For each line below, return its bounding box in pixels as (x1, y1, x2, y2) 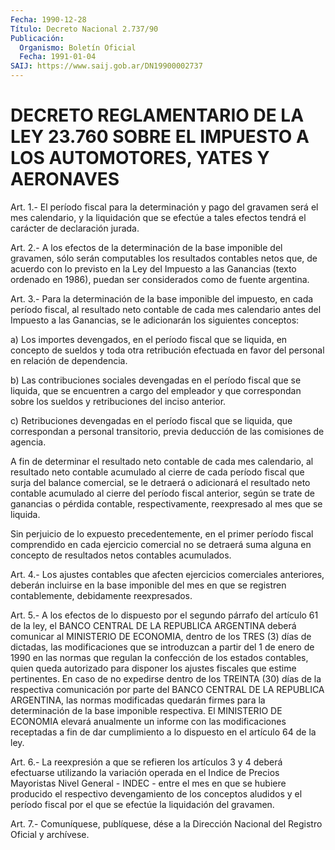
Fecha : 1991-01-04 (19, 52, 97, 62)
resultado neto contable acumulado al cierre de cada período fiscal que (10, 466, 305, 478)
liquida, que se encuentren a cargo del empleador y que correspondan (10, 384, 302, 396)
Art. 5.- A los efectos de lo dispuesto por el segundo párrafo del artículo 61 (10, 609, 319, 621)
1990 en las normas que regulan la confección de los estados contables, (10, 651, 309, 663)
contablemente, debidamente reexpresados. (10, 589, 193, 601)
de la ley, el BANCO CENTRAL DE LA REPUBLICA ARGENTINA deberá (10, 619, 297, 631)
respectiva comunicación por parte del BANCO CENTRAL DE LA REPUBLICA (10, 683, 325, 695)
